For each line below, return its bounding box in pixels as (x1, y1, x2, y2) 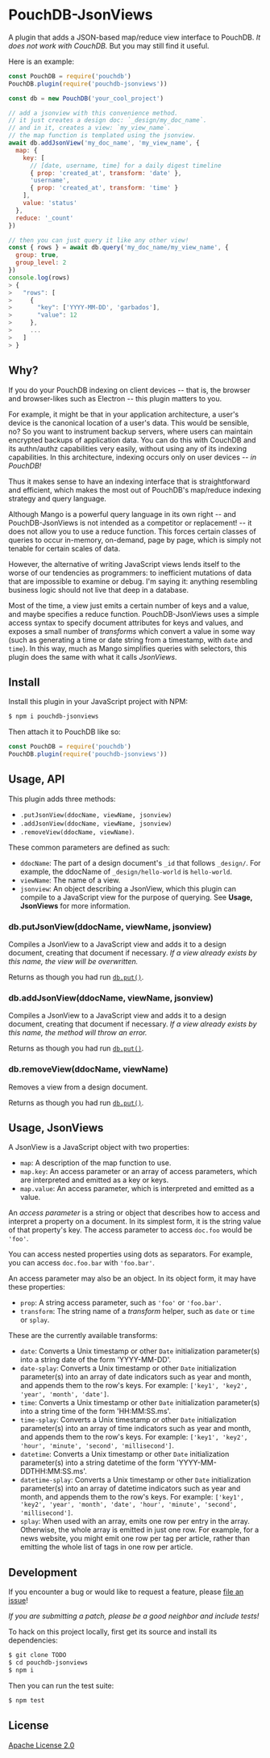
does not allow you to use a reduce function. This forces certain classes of (8, 527, 256, 536)
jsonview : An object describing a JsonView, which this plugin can (19, 883, 236, 893)
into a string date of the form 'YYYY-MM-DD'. (19, 1355, 172, 1365)
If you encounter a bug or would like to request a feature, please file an (8, 1587, 244, 1596)
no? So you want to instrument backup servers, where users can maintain (8, 426, 253, 436)
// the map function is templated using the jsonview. (8, 132, 197, 140)
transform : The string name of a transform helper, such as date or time (19, 1307, 255, 1316)
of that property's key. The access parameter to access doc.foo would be (8, 1225, 252, 1235)
